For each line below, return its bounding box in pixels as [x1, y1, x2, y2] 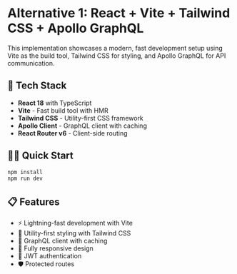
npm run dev [7, 175, 43, 183]
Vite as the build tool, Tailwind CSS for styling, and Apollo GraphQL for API [7, 51, 226, 60]
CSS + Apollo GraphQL [7, 20, 144, 36]
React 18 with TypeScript [17, 98, 92, 107]
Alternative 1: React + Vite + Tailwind [7, 5, 231, 21]
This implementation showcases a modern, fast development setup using [7, 44, 223, 52]
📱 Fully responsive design [17, 244, 94, 253]
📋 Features [7, 196, 60, 208]
